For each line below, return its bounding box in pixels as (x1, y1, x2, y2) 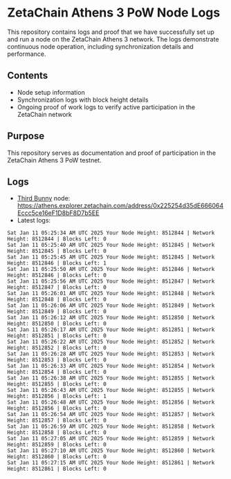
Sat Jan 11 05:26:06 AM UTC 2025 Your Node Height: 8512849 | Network (7, 302, 215, 309)
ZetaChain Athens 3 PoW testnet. (7, 156, 102, 164)
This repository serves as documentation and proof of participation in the (7, 149, 216, 157)
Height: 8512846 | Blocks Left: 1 (7, 260, 107, 267)
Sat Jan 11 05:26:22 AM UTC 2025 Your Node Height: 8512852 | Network (7, 339, 215, 346)
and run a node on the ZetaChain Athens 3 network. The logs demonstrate (7, 35, 219, 43)
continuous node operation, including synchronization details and (7, 42, 194, 50)
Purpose (7, 130, 45, 142)
